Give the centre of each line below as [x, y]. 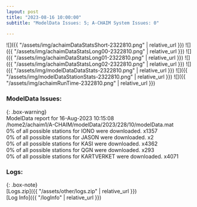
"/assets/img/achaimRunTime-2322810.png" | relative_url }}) [81, 83]
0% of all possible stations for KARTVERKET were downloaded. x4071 [92, 156]
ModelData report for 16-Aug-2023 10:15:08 [60, 118]
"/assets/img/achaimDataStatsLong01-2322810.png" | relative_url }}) [99, 58]
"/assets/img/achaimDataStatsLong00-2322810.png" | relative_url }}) [99, 51]
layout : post [22, 12]
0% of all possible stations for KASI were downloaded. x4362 [82, 144]
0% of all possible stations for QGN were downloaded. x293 [80, 150]
